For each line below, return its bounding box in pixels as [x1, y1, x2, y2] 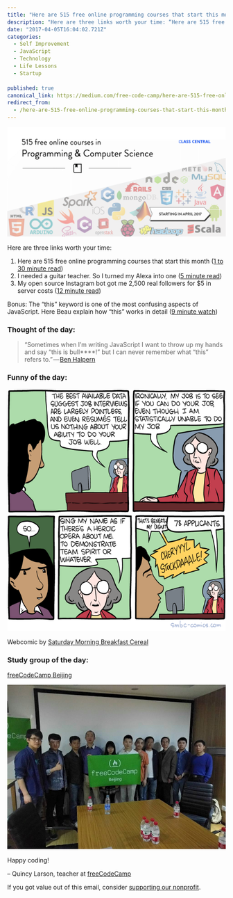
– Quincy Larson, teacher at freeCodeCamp [7, 869, 132, 878]
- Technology [13, 56, 51, 63]
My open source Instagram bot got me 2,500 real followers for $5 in [17, 279, 212, 287]
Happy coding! [7, 856, 50, 865]
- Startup [13, 70, 42, 77]
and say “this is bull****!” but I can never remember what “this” [24, 348, 209, 356]
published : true [7, 84, 54, 92]
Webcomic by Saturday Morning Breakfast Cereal [7, 637, 149, 646]
